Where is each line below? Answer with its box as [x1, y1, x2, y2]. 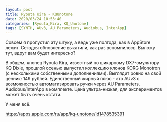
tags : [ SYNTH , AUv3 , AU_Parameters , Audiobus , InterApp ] [5, 26, 127, 31]
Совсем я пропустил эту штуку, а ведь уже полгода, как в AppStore [5, 39, 151, 45]
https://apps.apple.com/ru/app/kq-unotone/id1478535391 [5, 111, 124, 117]
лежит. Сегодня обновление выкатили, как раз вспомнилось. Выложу [5, 45, 155, 51]
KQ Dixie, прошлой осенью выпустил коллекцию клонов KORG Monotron [5, 65, 160, 71]
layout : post [5, 7, 33, 12]
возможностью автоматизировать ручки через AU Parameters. [5, 81, 140, 87]
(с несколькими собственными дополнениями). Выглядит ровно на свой [5, 70, 161, 76]
